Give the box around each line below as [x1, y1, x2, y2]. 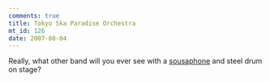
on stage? [8, 65, 42, 75]
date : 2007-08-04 [8, 34, 67, 43]
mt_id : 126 [8, 27, 45, 35]
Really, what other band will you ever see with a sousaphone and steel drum [8, 56, 263, 66]
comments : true [8, 11, 60, 20]
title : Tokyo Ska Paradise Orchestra [8, 19, 136, 27]
